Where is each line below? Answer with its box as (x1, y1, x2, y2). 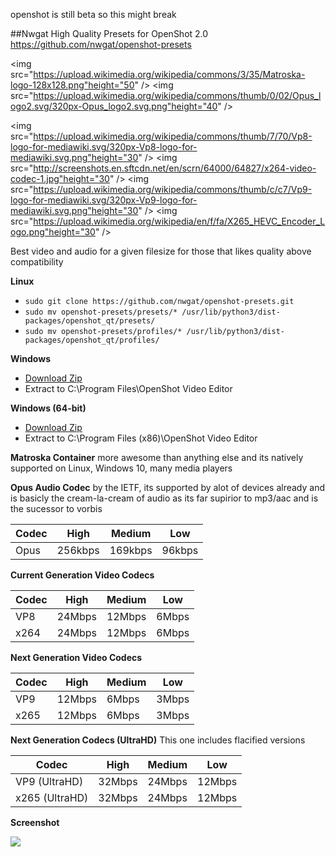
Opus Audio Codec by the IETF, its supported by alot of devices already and (10, 482, 325, 493)
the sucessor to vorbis (10, 503, 103, 514)
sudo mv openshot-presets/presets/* (24, 307, 178, 317)
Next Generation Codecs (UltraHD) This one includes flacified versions (10, 734, 306, 746)
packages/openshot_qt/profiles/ (24, 335, 160, 345)
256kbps (56, 544, 100, 557)
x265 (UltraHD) (15, 791, 89, 804)
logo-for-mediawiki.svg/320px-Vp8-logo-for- (10, 141, 198, 153)
